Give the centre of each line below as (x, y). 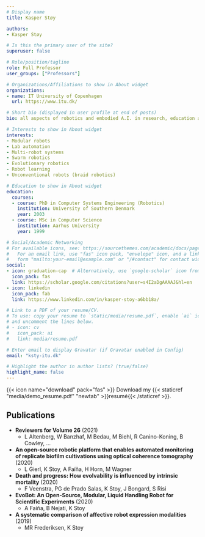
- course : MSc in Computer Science (57, 220)
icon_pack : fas (31, 276)
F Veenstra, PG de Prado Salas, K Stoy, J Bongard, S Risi (95, 488)
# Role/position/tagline (38, 62)
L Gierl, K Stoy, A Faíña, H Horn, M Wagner (78, 469)
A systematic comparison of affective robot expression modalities (101, 514)
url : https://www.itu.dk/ (45, 102)
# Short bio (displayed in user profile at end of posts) (81, 113)
